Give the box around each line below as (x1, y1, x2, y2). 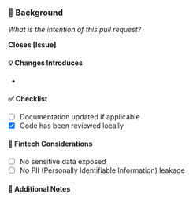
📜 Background (8, 7, 63, 18)
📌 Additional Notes (8, 184, 71, 193)
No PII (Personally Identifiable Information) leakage (19, 166, 185, 175)
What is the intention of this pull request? (8, 25, 142, 35)
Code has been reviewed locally (19, 121, 124, 130)
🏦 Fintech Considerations (8, 139, 93, 148)
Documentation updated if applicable (19, 111, 140, 121)
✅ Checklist (8, 94, 48, 104)
